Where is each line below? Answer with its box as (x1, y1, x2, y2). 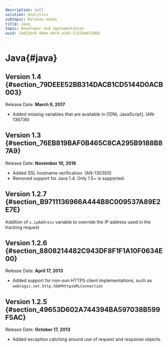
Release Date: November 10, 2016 (5, 160, 76, 166)
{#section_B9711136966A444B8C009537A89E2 (5, 198, 161, 206)
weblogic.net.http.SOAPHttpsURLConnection (12, 284, 103, 289)
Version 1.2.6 (5, 239, 48, 247)
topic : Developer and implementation (5, 26, 85, 31)
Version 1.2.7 (5, 190, 47, 199)
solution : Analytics (5, 12, 49, 17)
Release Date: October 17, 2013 (5, 326, 70, 332)
